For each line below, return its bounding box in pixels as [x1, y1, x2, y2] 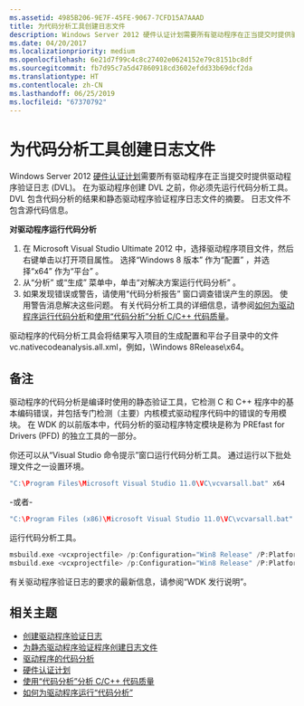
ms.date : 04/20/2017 [9, 38, 88, 48]
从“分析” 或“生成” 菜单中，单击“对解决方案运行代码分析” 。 [22, 277, 242, 288]
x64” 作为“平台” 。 [33, 266, 104, 277]
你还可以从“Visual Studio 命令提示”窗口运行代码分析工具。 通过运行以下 [9, 450, 276, 461]
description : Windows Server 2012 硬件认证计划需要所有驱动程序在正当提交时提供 [9, 30, 291, 39]
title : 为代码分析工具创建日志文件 [9, 22, 126, 31]
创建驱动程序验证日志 [22, 631, 102, 642]
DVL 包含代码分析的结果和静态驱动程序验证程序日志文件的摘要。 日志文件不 [9, 194, 291, 205]
